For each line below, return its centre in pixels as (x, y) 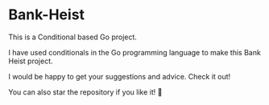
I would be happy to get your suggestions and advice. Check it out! (120, 76)
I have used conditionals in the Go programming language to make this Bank (135, 52)
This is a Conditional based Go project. (72, 37)
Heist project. (31, 61)
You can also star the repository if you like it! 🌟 (85, 92)
